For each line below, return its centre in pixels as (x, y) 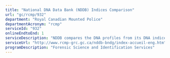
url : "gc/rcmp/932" (26, 15)
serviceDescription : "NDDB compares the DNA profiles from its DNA (78, 38)
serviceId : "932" (24, 29)
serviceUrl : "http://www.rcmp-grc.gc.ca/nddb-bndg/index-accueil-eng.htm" (86, 43)
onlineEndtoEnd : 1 (25, 33)
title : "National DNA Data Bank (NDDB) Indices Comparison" (70, 10)
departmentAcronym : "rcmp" (34, 24)
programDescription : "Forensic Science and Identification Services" (80, 47)
